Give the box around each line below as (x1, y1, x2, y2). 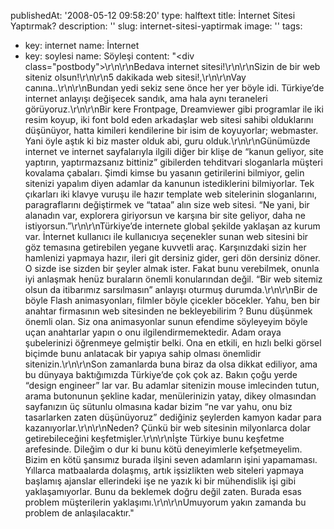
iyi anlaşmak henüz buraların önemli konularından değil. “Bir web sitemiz (24, 273, 323, 285)
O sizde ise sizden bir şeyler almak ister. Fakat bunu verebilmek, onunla (24, 263, 320, 274)
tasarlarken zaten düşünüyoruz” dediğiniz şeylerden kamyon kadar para (24, 411, 322, 423)
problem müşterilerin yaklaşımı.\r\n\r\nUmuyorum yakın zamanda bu (24, 496, 307, 508)
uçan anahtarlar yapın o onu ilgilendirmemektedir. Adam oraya (24, 326, 282, 338)
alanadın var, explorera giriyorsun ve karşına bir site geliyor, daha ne (24, 210, 306, 221)
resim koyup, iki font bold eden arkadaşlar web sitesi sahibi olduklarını (24, 114, 314, 125)
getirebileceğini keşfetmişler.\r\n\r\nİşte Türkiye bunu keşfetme (24, 433, 285, 444)
